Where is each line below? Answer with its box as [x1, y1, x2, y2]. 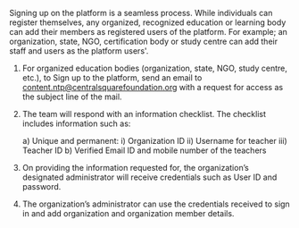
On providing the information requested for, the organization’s [21, 163, 250, 173]
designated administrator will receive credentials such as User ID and [21, 172, 278, 182]
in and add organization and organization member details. [21, 208, 235, 218]
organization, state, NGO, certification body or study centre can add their [9, 36, 278, 46]
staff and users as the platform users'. [9, 46, 149, 56]
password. [21, 182, 62, 191]
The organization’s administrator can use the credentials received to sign [21, 198, 290, 209]
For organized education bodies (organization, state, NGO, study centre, [21, 63, 288, 73]
